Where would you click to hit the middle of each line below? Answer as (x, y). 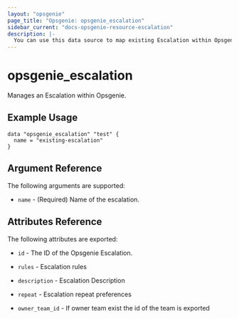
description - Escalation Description (71, 280)
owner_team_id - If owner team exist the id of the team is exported (113, 308)
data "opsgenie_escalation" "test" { (63, 134)
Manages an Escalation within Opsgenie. (67, 95)
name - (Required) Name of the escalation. (79, 199)
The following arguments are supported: (67, 185)
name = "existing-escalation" (58, 140)
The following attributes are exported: (63, 239)
